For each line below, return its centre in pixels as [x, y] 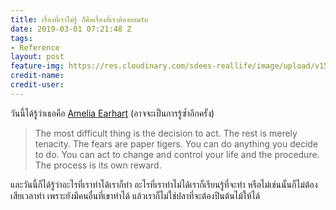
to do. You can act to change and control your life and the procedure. [177, 154]
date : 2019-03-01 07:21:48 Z [71, 29]
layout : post [37, 57]
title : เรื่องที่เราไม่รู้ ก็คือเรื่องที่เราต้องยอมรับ [79, 19]
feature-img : [37, 66]
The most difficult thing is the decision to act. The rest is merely [166, 133]
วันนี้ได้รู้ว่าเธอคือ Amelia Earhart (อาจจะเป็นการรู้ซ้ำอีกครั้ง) [112, 113]
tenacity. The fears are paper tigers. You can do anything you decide [176, 143]
